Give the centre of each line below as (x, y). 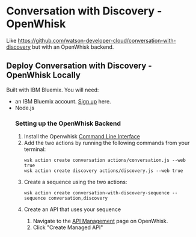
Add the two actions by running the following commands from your (107, 143)
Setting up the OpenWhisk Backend (68, 123)
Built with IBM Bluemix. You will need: (53, 90)
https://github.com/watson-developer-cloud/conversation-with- (97, 40)
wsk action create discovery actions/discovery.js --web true (103, 171)
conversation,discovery (78, 199)
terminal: (35, 149)
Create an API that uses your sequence (72, 209)
